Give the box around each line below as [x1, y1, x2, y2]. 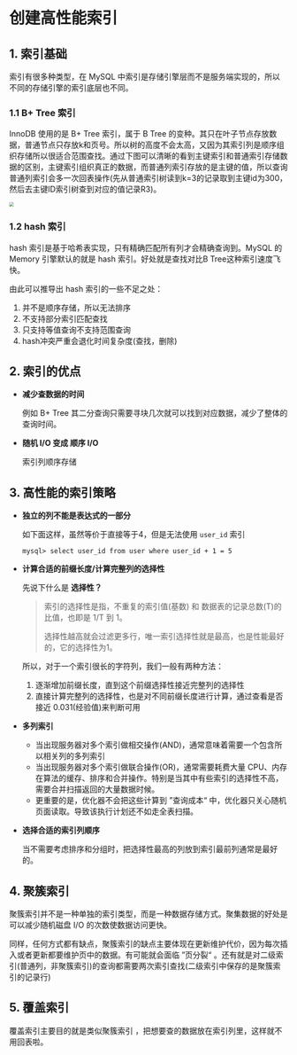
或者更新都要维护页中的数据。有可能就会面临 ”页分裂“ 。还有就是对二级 [16, 949, 277, 960]
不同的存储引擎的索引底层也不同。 [9, 82, 133, 93]
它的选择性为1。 [59, 642, 118, 653]
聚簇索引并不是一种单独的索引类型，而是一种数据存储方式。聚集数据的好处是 [9, 909, 288, 919]
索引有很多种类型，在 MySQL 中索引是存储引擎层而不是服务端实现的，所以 [9, 72, 281, 82]
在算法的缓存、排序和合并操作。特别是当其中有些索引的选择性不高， [34, 773, 284, 784]
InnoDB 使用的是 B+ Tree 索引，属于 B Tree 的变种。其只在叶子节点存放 [9, 129, 270, 139]
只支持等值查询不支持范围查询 [21, 324, 131, 335]
